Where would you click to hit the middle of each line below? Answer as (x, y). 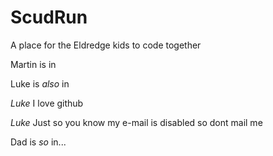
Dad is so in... (38, 142)
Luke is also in (40, 83)
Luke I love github (47, 103)
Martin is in (33, 64)
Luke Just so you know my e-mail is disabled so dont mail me (136, 122)
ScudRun (49, 17)
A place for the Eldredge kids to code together (106, 45)
